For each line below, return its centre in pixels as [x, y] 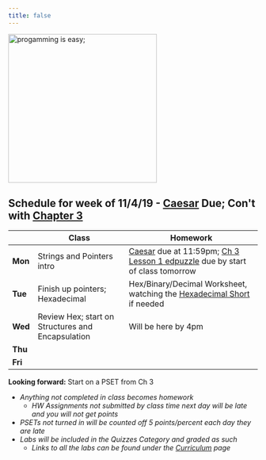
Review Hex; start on [76, 316]
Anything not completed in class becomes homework [106, 397]
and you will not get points [75, 414]
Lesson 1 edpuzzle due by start [188, 261]
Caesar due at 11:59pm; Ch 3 [184, 251]
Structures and [65, 327]
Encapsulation [64, 336]
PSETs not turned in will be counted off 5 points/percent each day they [135, 423]
